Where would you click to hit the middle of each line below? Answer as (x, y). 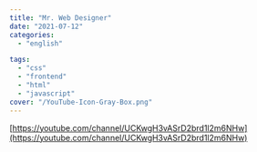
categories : (32, 35)
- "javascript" (46, 93)
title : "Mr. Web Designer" (61, 18)
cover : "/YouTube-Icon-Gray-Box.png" (81, 102)
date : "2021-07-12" (46, 26)
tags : (20, 60)
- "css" (32, 68)
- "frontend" (42, 77)
